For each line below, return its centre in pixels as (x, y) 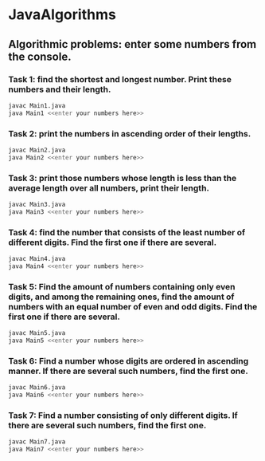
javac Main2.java (37, 150)
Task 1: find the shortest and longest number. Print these (120, 79)
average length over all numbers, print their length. (109, 187)
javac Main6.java (37, 388)
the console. (40, 56)
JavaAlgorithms (62, 15)
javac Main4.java (37, 259)
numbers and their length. (60, 89)
